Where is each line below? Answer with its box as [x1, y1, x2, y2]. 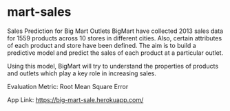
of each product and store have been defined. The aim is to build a [7, 41, 196, 49]
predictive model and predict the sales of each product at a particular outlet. [7, 49, 224, 57]
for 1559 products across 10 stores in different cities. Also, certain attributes [7, 34, 222, 42]
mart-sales [7, 4, 72, 20]
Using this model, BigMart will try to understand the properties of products [7, 62, 219, 70]
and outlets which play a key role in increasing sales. [7, 69, 157, 77]
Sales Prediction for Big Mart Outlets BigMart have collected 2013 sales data [7, 27, 224, 35]
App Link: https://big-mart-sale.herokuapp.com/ [7, 95, 144, 103]
